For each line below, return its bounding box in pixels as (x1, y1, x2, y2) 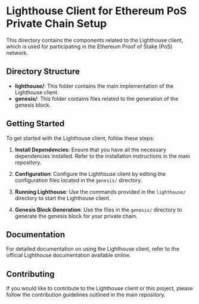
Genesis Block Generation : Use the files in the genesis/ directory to (14, 206, 182, 213)
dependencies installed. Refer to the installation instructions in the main (14, 152, 191, 159)
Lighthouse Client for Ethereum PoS (6, 4, 187, 18)
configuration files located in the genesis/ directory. (14, 176, 142, 184)
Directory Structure (6, 67, 80, 77)
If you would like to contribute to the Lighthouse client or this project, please (6, 285, 193, 292)
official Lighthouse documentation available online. (6, 252, 131, 259)
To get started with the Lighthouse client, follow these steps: (6, 134, 155, 141)
